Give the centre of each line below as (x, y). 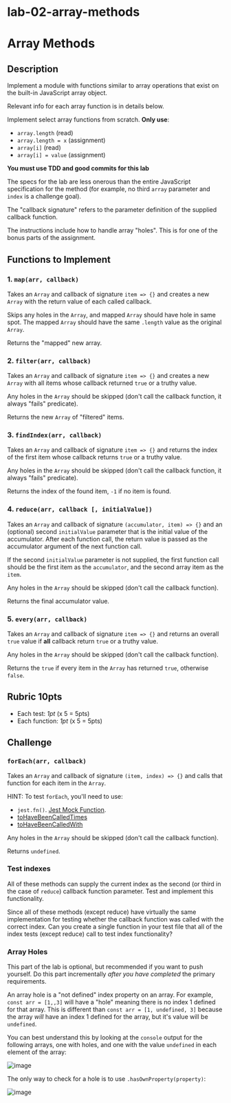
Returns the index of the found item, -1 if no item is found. (89, 491)
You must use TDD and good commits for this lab (78, 168)
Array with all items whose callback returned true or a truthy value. (102, 383)
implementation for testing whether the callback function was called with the (115, 919)
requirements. (27, 982)
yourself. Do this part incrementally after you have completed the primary (111, 974)
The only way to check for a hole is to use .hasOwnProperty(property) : (107, 1079)
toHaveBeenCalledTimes (52, 817)
